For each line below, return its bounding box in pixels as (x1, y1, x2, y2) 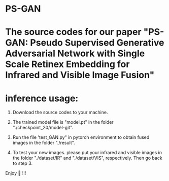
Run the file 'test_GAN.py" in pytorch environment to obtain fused (12, 134, 150, 140)
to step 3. (12, 160, 33, 166)
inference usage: (5, 92, 79, 104)
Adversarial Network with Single (5, 48, 145, 59)
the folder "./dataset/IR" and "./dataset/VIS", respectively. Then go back (12, 155, 162, 161)
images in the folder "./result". (12, 140, 75, 146)
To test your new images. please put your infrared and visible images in (12, 150, 162, 156)
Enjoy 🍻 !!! (5, 170, 26, 176)
